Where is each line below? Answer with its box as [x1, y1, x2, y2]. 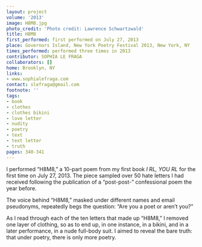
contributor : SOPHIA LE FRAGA [6, 54, 83, 60]
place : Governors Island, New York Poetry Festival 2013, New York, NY [6, 43, 190, 49]
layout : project [6, 8, 47, 15]
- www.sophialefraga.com [6, 76, 69, 82]
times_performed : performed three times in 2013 [6, 48, 131, 54]
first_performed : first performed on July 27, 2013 [6, 37, 139, 43]
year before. [6, 184, 37, 192]
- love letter [6, 115, 42, 121]
